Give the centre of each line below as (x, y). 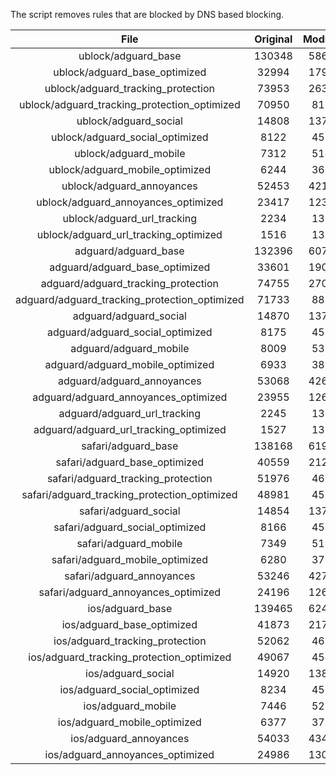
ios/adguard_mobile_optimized (129, 722)
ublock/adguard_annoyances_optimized (130, 202)
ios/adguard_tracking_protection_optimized (130, 657)
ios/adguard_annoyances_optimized (129, 754)
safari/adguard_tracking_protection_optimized (129, 494)
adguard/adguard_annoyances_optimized (130, 397)
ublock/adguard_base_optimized (130, 72)
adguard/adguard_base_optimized (130, 267)
